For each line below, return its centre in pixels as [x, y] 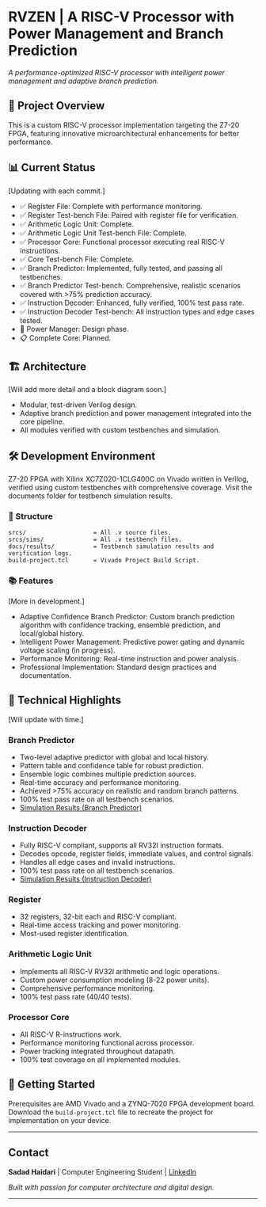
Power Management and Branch [116, 34]
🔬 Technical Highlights [65, 701]
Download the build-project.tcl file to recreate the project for [111, 1112]
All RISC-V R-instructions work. [70, 1034]
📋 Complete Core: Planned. [65, 337]
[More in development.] [46, 601]
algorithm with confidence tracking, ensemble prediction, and [120, 625]
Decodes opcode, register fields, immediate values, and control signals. [137, 854]
